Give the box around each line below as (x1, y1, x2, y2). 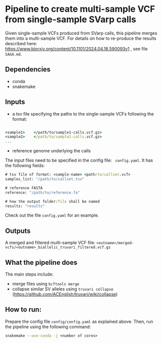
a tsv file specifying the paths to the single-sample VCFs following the (12, 111, 154, 116)
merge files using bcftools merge (12, 281, 80, 287)
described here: (5, 40, 37, 46)
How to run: (5, 306, 42, 314)
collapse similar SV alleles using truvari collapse (12, 286, 114, 292)
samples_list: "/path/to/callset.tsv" (5, 177, 84, 182)
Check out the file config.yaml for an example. (5, 212, 99, 218)
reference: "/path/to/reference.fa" (5, 190, 80, 195)
